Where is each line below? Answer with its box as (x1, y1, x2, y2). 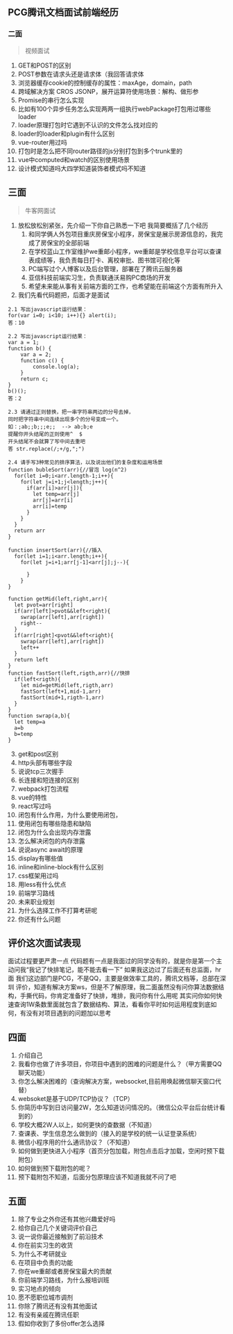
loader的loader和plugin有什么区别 (17, 129, 115, 138)
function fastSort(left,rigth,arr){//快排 (8, 670, 130, 677)
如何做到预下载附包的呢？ (17, 1164, 92, 1173)
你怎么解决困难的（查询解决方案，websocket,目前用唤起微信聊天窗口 (17, 1077, 216, 1086)
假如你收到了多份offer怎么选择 (17, 1319, 105, 1327)
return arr (14, 527, 46, 534)
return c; (20, 375, 49, 383)
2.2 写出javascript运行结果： (8, 332, 88, 339)
